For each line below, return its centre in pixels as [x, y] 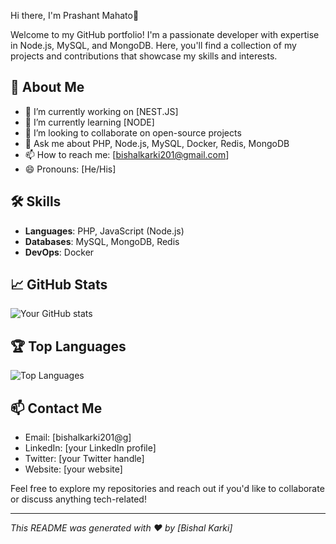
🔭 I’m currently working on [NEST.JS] [101, 111]
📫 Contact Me [56, 408]
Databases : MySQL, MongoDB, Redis [102, 241]
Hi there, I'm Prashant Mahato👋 [75, 15]
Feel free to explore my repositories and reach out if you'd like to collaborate [167, 489]
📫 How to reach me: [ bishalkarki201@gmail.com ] [127, 154]
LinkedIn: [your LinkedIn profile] [90, 448]
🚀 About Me [47, 87]
